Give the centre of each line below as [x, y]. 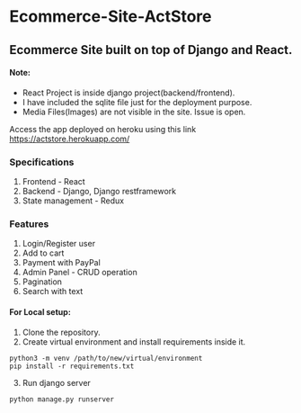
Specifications [42, 162]
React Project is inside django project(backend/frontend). [128, 93]
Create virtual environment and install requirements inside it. [134, 341]
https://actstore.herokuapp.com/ [70, 139]
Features [29, 224]
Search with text [53, 292]
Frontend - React [53, 182]
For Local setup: [40, 311]
